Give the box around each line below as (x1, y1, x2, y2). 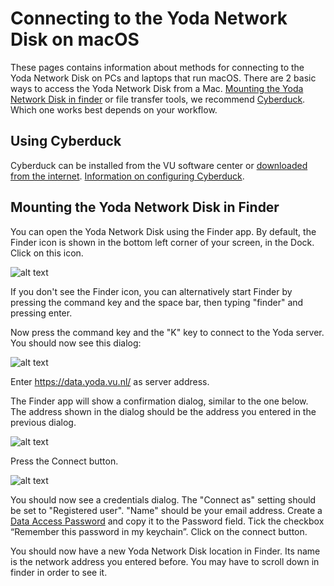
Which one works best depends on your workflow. (10, 103, 218, 116)
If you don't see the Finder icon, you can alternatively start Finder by (10, 285, 293, 297)
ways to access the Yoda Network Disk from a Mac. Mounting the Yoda (10, 82, 304, 94)
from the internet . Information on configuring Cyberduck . (10, 170, 245, 182)
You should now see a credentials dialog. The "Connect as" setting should (10, 493, 317, 506)
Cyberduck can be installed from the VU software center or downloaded (10, 159, 308, 171)
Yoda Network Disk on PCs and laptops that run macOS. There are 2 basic (10, 72, 317, 84)
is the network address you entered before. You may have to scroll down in (10, 555, 320, 567)
